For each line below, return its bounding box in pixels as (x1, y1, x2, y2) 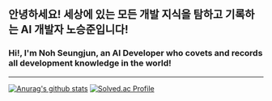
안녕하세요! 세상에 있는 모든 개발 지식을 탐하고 (8, 7, 223, 22)
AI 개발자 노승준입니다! (20, 23, 129, 36)
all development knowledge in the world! (8, 57, 172, 69)
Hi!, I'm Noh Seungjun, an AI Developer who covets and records (8, 48, 263, 59)
